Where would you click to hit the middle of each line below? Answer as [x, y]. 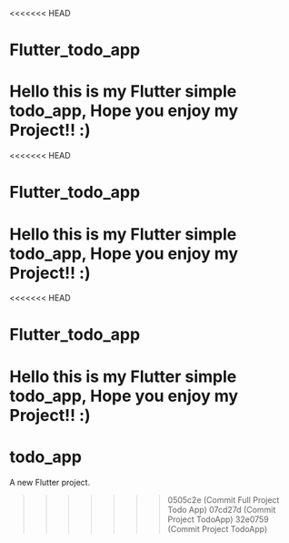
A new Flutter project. [50, 482]
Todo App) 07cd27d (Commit [222, 509]
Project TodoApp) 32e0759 [219, 519]
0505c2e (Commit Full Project [224, 499]
